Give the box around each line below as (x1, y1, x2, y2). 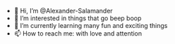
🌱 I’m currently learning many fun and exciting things (13, 22, 168, 29)
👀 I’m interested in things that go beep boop (13, 14, 142, 22)
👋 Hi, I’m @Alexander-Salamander (13, 7, 113, 15)
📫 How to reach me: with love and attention (13, 29, 143, 38)
